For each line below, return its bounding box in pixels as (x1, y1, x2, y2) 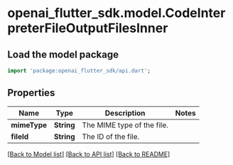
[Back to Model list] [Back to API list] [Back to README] (7, 149, 170, 158)
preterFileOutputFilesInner (7, 20, 168, 36)
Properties (7, 87, 55, 99)
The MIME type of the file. (82, 119, 168, 129)
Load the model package (7, 48, 119, 60)
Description (104, 108, 146, 118)
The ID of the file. (82, 132, 140, 142)
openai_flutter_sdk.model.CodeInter (7, 5, 226, 21)
